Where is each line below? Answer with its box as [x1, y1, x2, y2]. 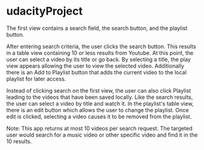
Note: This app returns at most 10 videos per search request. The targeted [6, 124, 193, 132]
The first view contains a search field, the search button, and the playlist [6, 24, 188, 32]
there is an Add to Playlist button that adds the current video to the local [6, 68, 187, 76]
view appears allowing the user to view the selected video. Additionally [6, 62, 185, 70]
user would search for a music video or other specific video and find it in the [6, 131, 198, 138]
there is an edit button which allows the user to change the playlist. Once [6, 106, 189, 113]
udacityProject [6, 4, 83, 18]
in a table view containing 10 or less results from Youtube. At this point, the [6, 49, 194, 56]
